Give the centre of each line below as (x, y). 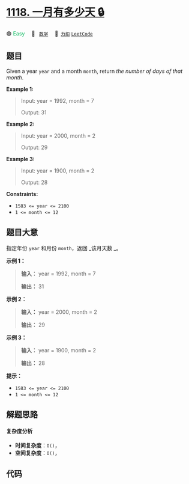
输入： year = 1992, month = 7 (58, 274)
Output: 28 (34, 182)
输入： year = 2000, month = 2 (59, 312)
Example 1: (20, 89)
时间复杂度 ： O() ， (37, 446)
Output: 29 (34, 147)
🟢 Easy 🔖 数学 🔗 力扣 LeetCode (49, 33)
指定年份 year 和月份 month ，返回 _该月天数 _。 (64, 248)
